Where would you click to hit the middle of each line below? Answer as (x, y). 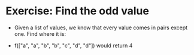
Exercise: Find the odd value (77, 11)
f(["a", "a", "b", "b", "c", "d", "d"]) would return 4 (73, 45)
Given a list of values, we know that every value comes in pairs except (101, 27)
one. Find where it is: (40, 33)
